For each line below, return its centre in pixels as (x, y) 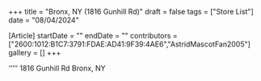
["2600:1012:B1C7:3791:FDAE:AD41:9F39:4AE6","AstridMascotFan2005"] (129, 44)
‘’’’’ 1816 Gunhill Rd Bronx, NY (57, 68)
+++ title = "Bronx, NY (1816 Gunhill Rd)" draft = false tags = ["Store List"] (131, 12)
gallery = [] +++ (35, 53)
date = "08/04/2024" (44, 20)
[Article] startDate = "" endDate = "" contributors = (93, 36)
